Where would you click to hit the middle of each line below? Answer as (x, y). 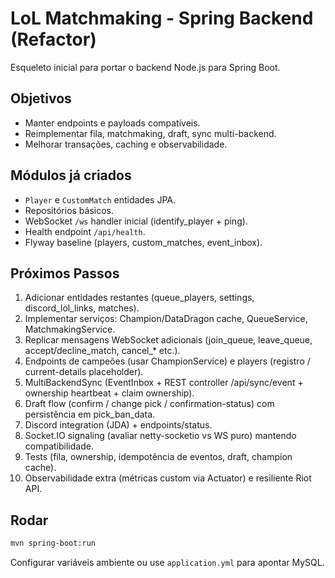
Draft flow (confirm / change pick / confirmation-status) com (149, 404)
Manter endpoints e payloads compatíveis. (112, 123)
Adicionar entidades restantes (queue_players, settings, (139, 298)
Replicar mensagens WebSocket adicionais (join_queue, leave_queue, (168, 340)
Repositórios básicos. (69, 210)
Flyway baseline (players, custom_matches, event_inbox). (143, 242)
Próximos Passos (65, 273)
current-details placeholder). (84, 372)
